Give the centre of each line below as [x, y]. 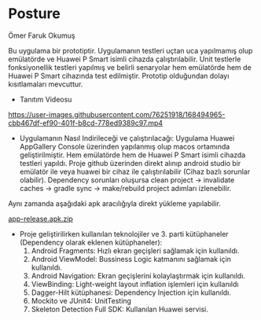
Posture [34, 14]
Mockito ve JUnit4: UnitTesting [81, 300]
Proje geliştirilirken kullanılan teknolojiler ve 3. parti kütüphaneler [124, 234]
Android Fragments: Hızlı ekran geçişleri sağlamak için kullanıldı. [135, 250]
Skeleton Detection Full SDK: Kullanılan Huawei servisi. [119, 309]
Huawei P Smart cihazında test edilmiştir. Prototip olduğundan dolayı [119, 75]
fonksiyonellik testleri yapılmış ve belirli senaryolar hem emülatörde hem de [130, 67]
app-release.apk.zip [40, 219]
